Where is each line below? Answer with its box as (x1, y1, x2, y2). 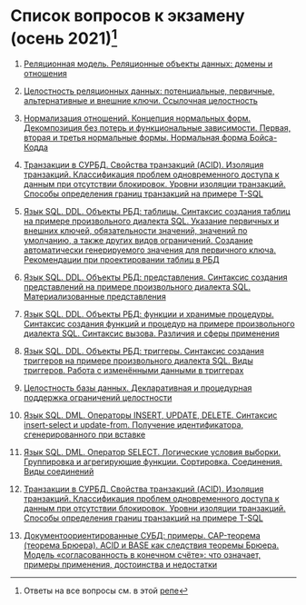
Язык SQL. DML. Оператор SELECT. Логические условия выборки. (23, 447, 281, 458)
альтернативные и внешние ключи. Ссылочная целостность (23, 95, 258, 106)
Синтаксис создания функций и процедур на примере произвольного (23, 319, 295, 330)
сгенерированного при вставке (23, 429, 146, 441)
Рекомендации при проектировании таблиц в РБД (23, 254, 221, 265)
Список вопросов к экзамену (10, 5, 245, 26)
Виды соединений (23, 466, 94, 477)
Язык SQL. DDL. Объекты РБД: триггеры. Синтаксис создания (23, 346, 264, 357)
